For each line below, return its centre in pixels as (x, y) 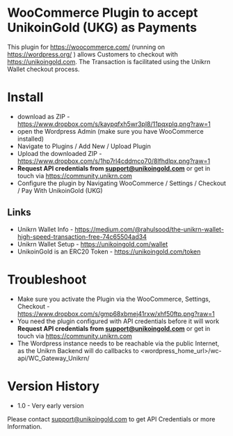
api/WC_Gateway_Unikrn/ (53, 358)
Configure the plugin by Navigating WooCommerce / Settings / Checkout (121, 183)
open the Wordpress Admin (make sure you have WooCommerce (110, 131)
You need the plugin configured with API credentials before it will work (118, 321)
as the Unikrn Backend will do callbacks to (78, 350)
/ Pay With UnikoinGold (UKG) (60, 190)
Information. (25, 426)
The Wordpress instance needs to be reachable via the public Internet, (118, 343)
